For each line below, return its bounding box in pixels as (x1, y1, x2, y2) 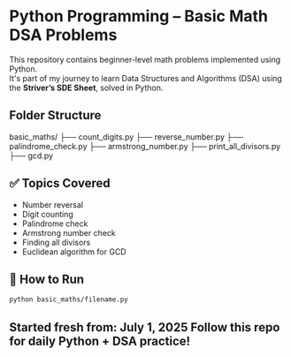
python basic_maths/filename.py (9, 295, 128, 304)
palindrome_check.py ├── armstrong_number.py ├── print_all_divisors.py (9, 141, 281, 151)
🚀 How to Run (9, 271, 85, 286)
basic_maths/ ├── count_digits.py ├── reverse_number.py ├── (9, 131, 243, 142)
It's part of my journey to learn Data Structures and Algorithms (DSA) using (9, 72, 283, 83)
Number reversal (21, 199, 84, 209)
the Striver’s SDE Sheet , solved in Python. (9, 82, 164, 93)
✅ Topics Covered (9, 176, 111, 191)
